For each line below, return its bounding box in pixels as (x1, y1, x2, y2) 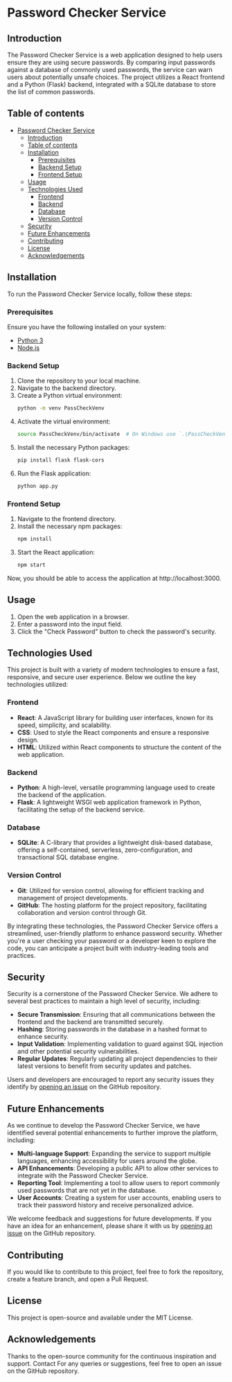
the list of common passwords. (7, 88, 96, 96)
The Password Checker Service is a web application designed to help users (7, 51, 223, 59)
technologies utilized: (7, 681, 69, 689)
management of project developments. (17, 893, 128, 902)
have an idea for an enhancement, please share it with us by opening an (7, 1222, 213, 1230)
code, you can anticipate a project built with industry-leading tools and (7, 944, 209, 952)
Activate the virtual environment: (17, 417, 111, 426)
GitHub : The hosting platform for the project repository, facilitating (17, 901, 207, 909)
